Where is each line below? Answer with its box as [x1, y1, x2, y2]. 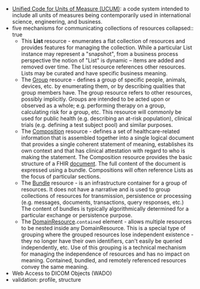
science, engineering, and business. [12, 18, 103, 25]
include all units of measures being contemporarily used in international [12, 12, 191, 19]
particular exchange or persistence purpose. [21, 212, 133, 219]
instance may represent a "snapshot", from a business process [21, 50, 179, 57]
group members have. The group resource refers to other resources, [21, 89, 193, 96]
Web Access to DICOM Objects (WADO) [12, 270, 112, 277]
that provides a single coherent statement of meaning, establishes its [21, 141, 194, 148]
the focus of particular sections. [21, 173, 101, 180]
